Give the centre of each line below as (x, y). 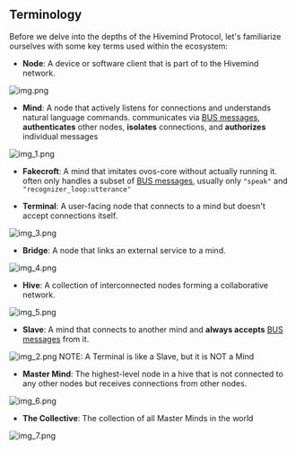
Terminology (46, 15)
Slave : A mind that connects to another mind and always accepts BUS (153, 329)
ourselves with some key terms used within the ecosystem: (119, 46)
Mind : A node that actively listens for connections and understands (147, 108)
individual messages (60, 136)
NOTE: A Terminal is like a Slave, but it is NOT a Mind (157, 356)
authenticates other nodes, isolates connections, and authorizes (144, 127)
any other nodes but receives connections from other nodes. (135, 383)
